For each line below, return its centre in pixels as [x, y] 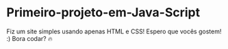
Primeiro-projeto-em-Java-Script [103, 13]
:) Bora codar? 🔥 [29, 38]
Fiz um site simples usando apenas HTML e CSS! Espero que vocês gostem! [114, 31]
